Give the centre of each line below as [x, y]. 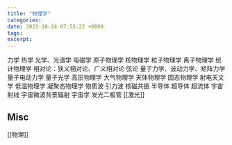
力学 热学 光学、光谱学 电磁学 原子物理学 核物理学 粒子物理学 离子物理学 [110, 60]
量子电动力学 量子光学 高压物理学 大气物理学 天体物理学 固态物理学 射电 [110, 78]
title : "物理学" [29, 14]
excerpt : [20, 40]
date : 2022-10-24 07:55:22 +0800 [56, 26]
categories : [24, 20]
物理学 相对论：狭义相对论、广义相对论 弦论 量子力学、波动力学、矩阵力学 [119, 69]
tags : [15, 33]
